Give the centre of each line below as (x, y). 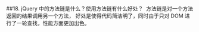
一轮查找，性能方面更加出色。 (53, 23)
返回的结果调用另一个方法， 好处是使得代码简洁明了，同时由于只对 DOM (95, 16)
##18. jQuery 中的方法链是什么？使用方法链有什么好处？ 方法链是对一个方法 (100, 8)
